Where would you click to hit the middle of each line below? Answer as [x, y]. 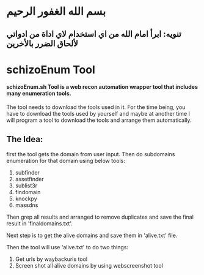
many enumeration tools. [39, 94]
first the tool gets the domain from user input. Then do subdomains [91, 154]
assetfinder [29, 179]
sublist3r [26, 186]
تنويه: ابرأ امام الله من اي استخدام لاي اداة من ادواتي [94, 34]
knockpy [26, 198]
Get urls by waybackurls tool [51, 259]
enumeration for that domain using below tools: [66, 160]
